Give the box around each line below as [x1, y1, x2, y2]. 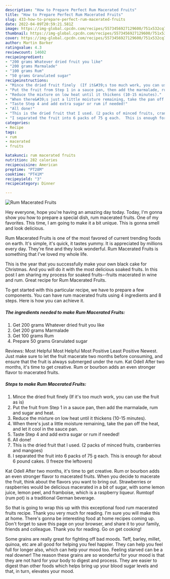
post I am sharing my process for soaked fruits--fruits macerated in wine [5, 272, 157, 278]
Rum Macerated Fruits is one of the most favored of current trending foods [5, 235, 161, 241]
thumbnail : [5, 31, 28, 36]
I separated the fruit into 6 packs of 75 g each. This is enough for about [12, 453, 162, 459]
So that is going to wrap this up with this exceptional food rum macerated [5, 505, 158, 511]
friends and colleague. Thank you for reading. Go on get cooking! [5, 526, 142, 532]
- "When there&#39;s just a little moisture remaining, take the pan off [5, 97, 164, 102]
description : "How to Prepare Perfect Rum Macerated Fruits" [5, 7, 137, 13]
